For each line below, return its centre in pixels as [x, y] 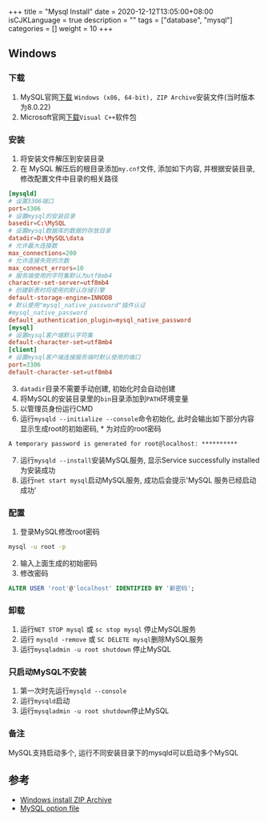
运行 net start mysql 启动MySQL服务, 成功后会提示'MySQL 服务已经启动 [138, 480]
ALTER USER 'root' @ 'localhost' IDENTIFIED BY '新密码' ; [102, 588]
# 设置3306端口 [31, 201]
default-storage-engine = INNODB [60, 298]
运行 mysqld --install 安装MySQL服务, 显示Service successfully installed [140, 460]
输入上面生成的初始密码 [58, 563]
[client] [23, 350]
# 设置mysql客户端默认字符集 [51, 335]
